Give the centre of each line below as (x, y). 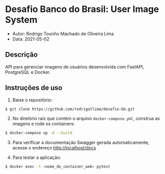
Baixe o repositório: (32, 100)
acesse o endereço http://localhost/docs (54, 148)
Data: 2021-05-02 (31, 39)
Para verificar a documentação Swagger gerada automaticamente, (81, 142)
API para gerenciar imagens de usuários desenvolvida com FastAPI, (75, 66)
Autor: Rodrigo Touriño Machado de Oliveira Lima (63, 33)
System (21, 20)
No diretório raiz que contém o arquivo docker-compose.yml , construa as (86, 118)
